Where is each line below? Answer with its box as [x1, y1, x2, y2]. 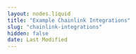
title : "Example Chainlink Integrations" [7, 17, 131, 24]
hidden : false [7, 29, 49, 37]
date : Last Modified [7, 36, 68, 43]
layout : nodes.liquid [7, 10, 71, 18]
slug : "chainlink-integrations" [7, 23, 102, 30]
